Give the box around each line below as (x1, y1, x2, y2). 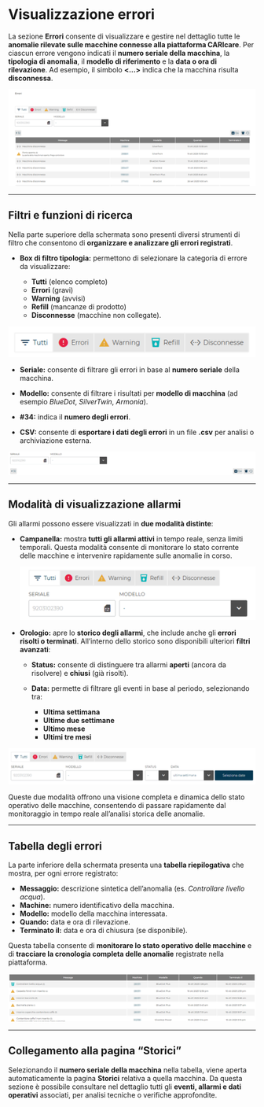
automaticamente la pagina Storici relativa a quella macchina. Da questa (8, 1073, 243, 1083)
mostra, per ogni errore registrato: (8, 869, 119, 878)
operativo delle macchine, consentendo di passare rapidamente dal (8, 801, 226, 810)
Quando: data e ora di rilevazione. (19, 917, 131, 927)
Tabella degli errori (8, 839, 102, 853)
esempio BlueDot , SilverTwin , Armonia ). (19, 397, 148, 407)
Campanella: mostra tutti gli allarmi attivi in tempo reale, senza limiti (19, 533, 244, 544)
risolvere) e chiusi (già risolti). (31, 669, 129, 678)
